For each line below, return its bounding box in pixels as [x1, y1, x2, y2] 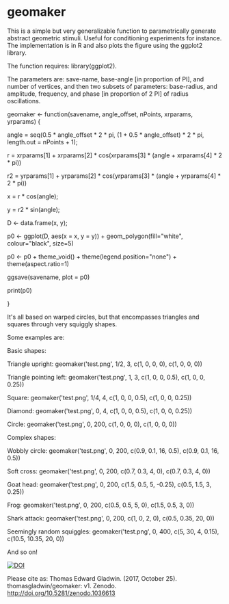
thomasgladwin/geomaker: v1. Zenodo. [7, 581, 117, 590]
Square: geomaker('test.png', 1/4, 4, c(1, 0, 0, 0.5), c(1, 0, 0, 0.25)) [7, 393, 192, 402]
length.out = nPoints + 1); [7, 137, 78, 146]
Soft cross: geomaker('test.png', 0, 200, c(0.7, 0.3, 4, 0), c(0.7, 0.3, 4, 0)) [7, 467, 211, 475]
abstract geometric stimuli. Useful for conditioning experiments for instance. [7, 34, 222, 42]
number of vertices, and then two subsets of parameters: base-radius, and [7, 82, 217, 90]
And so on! [7, 548, 38, 556]
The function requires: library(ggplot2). [7, 62, 118, 70]
